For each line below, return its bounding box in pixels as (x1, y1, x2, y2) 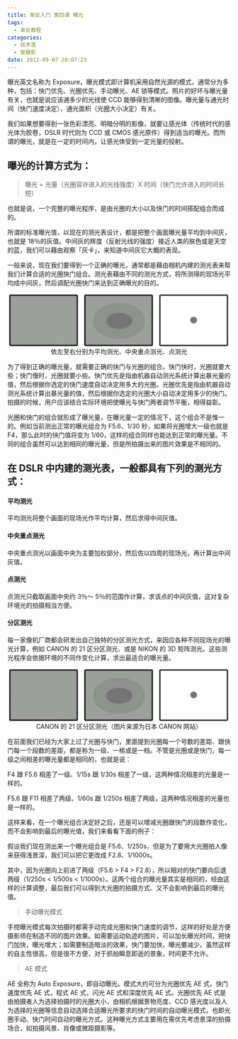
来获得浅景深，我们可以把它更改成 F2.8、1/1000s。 (7, 851, 157, 859)
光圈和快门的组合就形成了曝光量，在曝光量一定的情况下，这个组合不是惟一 (7, 412, 225, 422)
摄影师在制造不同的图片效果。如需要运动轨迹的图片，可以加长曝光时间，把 (7, 932, 225, 940)
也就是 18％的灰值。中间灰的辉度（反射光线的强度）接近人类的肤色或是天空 (7, 236, 227, 245)
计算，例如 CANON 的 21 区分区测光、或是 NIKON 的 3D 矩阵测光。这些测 (13, 644, 228, 653)
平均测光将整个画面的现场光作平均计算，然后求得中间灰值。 (7, 514, 181, 522)
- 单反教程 (13, 26, 42, 33)
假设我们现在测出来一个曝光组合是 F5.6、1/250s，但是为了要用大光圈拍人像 (7, 842, 228, 851)
